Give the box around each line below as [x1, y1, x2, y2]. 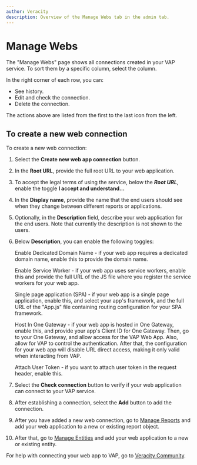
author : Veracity [6, 8, 49, 15]
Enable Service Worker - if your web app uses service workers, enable [14, 267, 186, 274]
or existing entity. [14, 441, 57, 448]
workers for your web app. [14, 280, 79, 287]
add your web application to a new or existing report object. [14, 423, 160, 430]
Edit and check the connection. [14, 94, 91, 101]
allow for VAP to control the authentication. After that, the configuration [14, 340, 187, 347]
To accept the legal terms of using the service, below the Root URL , [14, 179, 179, 186]
